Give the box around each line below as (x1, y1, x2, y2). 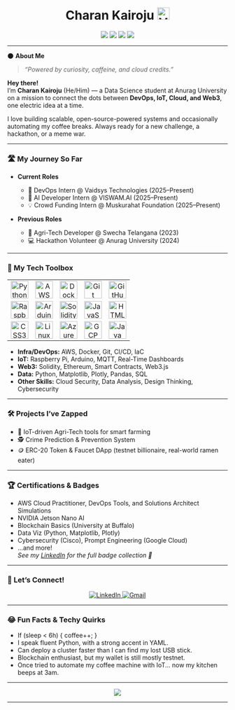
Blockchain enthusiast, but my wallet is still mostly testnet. (17, 653, 185, 662)
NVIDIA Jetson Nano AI (17, 514, 85, 522)
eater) (17, 456, 35, 464)
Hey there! (7, 78, 38, 87)
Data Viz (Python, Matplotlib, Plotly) (17, 529, 120, 537)
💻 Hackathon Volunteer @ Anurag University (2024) (27, 237, 180, 245)
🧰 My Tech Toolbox (7, 263, 73, 273)
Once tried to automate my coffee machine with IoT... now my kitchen (17, 660, 218, 669)
